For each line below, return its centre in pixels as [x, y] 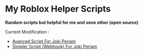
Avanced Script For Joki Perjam [44, 41]
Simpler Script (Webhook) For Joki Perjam [55, 46]
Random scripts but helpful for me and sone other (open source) [72, 22]
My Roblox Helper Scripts [58, 9]
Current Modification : [27, 32]
